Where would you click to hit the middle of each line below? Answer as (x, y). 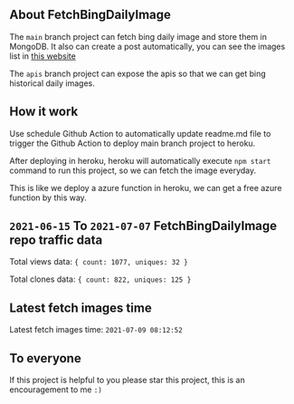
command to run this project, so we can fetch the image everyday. (133, 170)
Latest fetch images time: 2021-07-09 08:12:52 (96, 330)
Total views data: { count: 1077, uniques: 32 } (99, 262)
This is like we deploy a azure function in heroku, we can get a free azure (146, 188)
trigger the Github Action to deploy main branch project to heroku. (133, 143)
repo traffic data (56, 240)
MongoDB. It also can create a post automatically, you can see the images (147, 46)
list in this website (43, 56)
